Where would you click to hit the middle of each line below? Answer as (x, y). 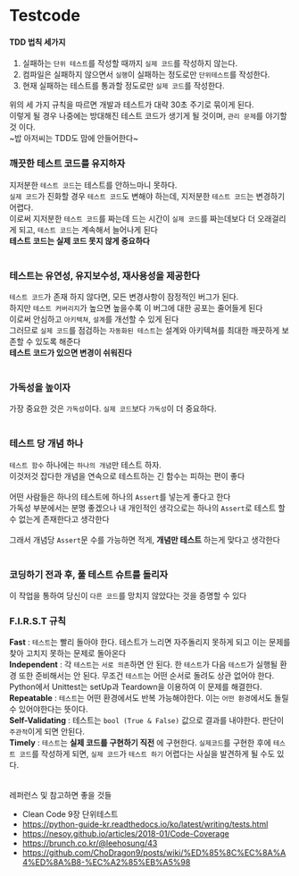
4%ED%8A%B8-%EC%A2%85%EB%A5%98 (106, 863)
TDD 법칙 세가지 (37, 42)
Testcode (45, 16)
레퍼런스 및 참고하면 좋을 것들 (61, 796)
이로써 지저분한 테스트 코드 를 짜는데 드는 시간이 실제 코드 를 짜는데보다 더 (133, 218)
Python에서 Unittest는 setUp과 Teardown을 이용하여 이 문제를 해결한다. (136, 687)
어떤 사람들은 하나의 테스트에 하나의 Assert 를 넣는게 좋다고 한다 (120, 496)
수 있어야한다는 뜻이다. (49, 709)
